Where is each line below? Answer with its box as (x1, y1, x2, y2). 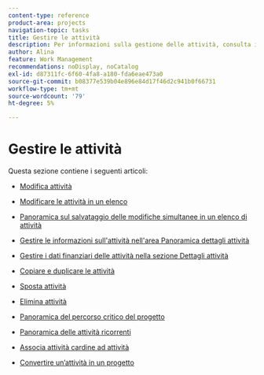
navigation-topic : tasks (8, 26, 90, 34)
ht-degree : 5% (8, 99, 55, 107)
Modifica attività (19, 182, 72, 191)
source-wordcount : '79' (8, 92, 86, 100)
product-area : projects (8, 19, 86, 27)
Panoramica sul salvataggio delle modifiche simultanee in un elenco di (19, 212, 247, 221)
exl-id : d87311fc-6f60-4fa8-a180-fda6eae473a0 (8, 70, 163, 78)
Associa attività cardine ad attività (19, 343, 130, 352)
